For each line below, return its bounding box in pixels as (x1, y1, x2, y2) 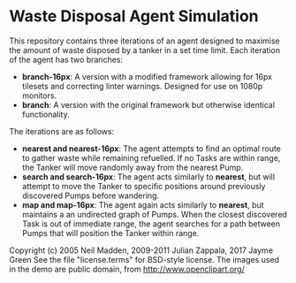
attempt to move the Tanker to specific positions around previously (21, 180, 266, 191)
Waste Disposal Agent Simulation (9, 6, 259, 27)
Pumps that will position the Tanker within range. (21, 227, 200, 238)
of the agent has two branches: (9, 54, 124, 65)
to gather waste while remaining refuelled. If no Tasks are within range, (21, 152, 281, 163)
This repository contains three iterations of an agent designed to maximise (9, 35, 280, 46)
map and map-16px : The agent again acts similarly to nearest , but (21, 199, 264, 210)
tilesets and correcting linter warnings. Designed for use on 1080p (21, 80, 263, 91)
